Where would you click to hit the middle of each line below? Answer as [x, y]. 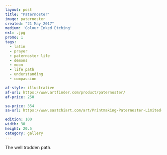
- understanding [26, 74]
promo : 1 [14, 38]
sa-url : [13, 110]
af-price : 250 [20, 97]
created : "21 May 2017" [30, 24]
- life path [22, 70]
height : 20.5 [19, 129]
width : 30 [15, 124]
